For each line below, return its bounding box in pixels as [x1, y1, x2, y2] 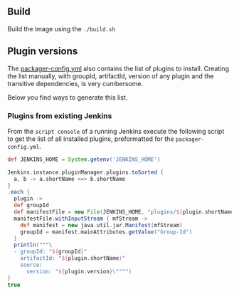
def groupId [14, 202, 50, 209]
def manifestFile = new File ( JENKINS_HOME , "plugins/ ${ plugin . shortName [14, 209, 234, 216]
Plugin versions [7, 46, 78, 58]
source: [20, 261, 43, 269]
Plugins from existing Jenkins [7, 110, 112, 120]
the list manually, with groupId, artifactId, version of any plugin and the [7, 71, 214, 80]
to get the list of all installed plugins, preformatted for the [7, 135, 174, 143]
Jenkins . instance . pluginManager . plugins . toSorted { [7, 169, 164, 176]
